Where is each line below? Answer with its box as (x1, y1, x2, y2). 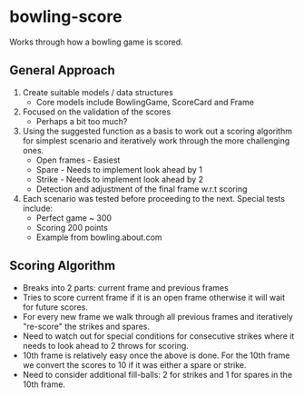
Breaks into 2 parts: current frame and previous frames (22, 282, 229, 293)
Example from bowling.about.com (35, 232, 162, 243)
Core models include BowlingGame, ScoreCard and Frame (35, 96, 254, 107)
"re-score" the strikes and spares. (22, 321, 151, 332)
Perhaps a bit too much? (35, 115, 128, 126)
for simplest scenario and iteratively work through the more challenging (22, 134, 290, 146)
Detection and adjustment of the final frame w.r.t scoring (35, 184, 248, 194)
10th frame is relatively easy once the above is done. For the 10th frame (22, 350, 290, 361)
